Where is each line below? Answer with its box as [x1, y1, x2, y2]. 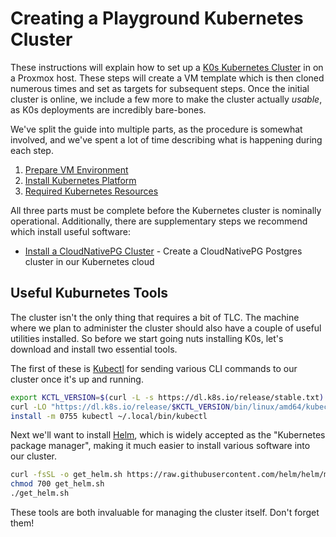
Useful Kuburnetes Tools [10, 285, 169, 302]
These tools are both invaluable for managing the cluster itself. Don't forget [10, 507, 320, 518]
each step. [10, 144, 54, 156]
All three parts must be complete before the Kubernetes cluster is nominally [10, 204, 322, 216]
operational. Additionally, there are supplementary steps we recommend [10, 215, 308, 227]
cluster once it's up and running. [10, 373, 144, 385]
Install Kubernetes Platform [24, 174, 137, 186]
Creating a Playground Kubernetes [10, 7, 304, 30]
